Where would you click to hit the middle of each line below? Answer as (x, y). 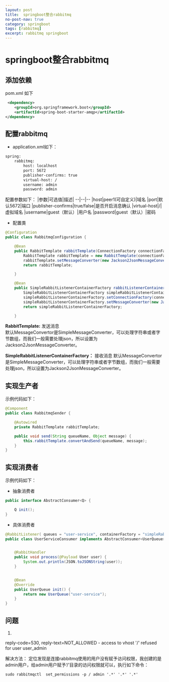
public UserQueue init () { (43, 589)
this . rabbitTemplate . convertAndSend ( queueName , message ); (85, 441)
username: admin (40, 185)
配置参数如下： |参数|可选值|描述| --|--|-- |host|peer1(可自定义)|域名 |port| (82, 199)
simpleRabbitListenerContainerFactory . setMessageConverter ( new (91, 302)
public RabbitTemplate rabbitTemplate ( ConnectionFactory (75, 251)
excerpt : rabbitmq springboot (37, 33)
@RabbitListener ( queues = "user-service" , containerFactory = (73, 534)
